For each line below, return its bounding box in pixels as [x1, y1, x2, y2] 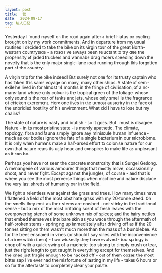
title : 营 [5, 12, 27, 17]
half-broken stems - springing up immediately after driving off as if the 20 [5, 222, 152, 227]
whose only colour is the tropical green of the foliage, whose [27, 90, 148, 96]
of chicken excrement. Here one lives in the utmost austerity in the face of [5, 100, 153, 106]
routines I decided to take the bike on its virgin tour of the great [5, 44, 131, 50]
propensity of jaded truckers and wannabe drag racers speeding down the [5, 54, 154, 61]
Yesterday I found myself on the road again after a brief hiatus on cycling [5, 34, 150, 40]
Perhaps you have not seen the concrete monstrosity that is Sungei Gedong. [5, 160, 157, 166]
